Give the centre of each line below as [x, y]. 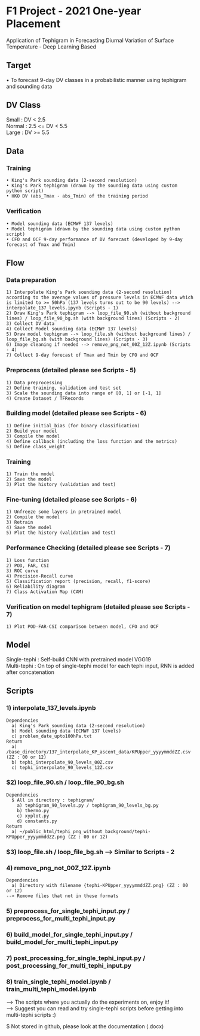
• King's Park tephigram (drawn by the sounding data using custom [92, 186]
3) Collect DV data [30, 324]
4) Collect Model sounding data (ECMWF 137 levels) [72, 329]
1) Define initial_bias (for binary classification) [73, 426]
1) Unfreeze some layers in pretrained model [64, 512]
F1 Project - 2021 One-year [74, 11]
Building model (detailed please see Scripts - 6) [76, 413]
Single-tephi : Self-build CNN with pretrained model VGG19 [79, 659]
